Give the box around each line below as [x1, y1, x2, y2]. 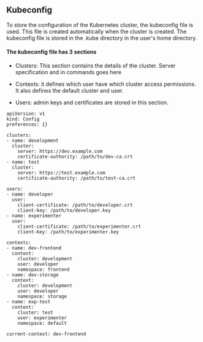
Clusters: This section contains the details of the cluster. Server [15, 62, 176, 69]
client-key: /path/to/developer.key [17, 208, 112, 214]
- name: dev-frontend [6, 245, 62, 251]
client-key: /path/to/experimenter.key [17, 229, 120, 235]
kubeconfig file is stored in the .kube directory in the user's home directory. [6, 34, 197, 42]
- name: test [6, 159, 40, 165]
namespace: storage [17, 293, 67, 300]
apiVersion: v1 [6, 111, 45, 117]
